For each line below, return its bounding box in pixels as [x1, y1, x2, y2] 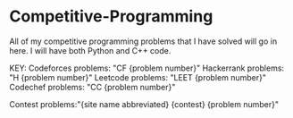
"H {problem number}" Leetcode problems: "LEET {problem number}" [9, 72, 266, 82]
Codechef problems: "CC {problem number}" [9, 81, 176, 92]
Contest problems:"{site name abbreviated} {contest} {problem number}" [9, 98, 280, 109]
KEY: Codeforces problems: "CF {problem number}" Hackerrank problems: [9, 63, 284, 73]
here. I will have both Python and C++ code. [9, 45, 172, 55]
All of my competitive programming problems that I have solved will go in [9, 36, 278, 46]
